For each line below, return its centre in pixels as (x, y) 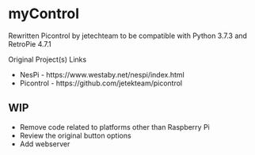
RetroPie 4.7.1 (30, 43)
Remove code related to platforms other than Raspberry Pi (114, 127)
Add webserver (45, 144)
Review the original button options (76, 135)
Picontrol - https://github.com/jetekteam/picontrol (101, 83)
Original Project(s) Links (48, 59)
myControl (44, 14)
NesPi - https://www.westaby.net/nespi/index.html (102, 74)
